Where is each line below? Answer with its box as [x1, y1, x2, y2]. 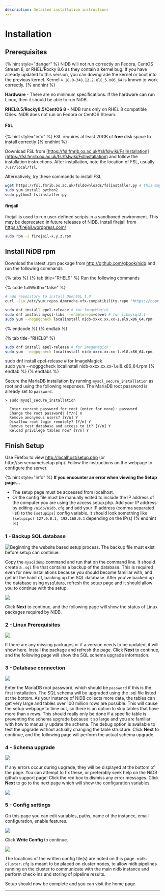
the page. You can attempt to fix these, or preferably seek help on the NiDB [5, 770, 158, 776]
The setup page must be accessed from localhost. [12, 489, 114, 495]
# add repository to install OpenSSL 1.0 [5, 294, 91, 299]
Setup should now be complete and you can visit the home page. [5, 881, 137, 887]
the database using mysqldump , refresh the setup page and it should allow [5, 580, 153, 586]
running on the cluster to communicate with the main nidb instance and [5, 866, 149, 872]
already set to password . [5, 388, 53, 394]
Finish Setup [5, 441, 44, 450]
